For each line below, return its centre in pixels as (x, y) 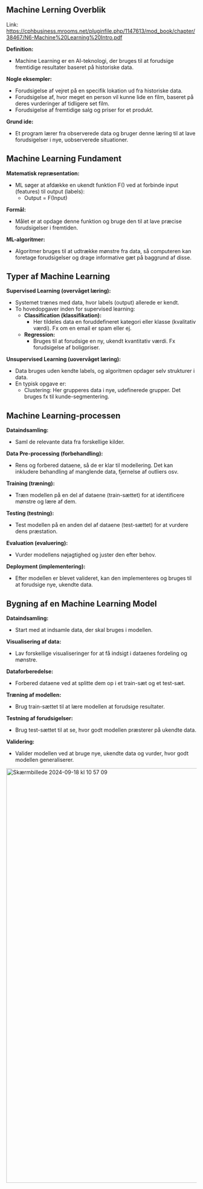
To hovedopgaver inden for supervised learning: (75, 309)
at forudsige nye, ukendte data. (54, 585)
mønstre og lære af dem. (46, 501)
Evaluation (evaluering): (37, 543)
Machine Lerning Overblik (56, 10)
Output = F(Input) (46, 198)
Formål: (16, 209)
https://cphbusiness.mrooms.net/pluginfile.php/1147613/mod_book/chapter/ (101, 31)
